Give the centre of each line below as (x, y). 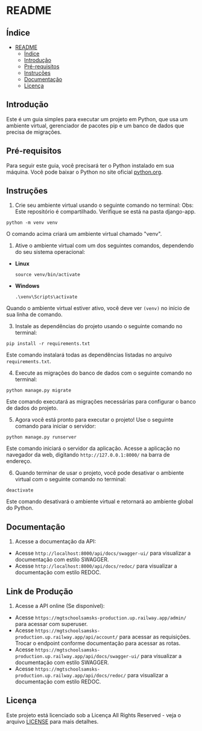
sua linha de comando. (35, 315)
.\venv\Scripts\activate (46, 297)
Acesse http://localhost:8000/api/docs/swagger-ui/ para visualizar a (103, 553)
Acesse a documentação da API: (55, 542)
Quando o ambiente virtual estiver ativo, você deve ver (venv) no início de (98, 308)
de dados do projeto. (32, 408)
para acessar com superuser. (51, 624)
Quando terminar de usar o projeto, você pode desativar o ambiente (99, 473)
